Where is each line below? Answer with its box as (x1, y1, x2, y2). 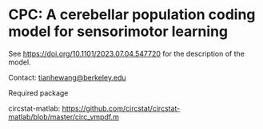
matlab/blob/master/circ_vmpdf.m (8, 111, 120, 121)
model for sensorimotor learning (8, 22, 229, 41)
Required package (8, 88, 69, 97)
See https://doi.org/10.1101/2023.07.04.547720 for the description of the (8, 49, 245, 58)
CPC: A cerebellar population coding (8, 6, 256, 24)
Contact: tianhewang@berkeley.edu (8, 72, 126, 82)
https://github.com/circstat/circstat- (62, 104, 181, 113)
